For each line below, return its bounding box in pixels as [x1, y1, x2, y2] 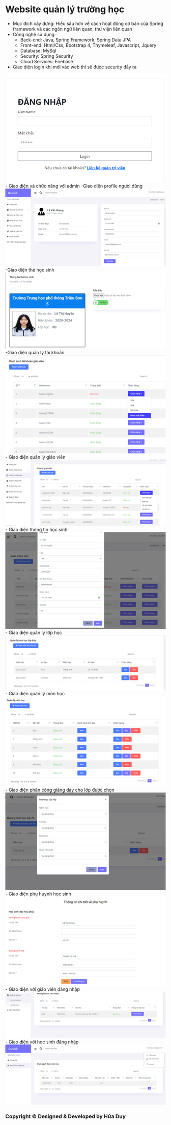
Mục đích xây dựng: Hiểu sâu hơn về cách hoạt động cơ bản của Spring [12, 20, 164, 27]
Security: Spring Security [20, 53, 73, 59]
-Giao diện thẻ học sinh [5, 266, 54, 273]
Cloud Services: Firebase [20, 58, 73, 64]
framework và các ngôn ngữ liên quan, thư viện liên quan [12, 26, 132, 32]
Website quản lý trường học [5, 4, 125, 15]
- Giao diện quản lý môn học [5, 690, 65, 696]
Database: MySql [20, 47, 56, 54]
